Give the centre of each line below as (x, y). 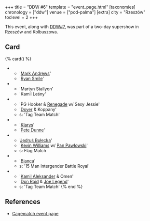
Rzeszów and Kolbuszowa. (32, 32)
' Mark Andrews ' (35, 73)
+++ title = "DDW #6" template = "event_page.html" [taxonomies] (70, 7)
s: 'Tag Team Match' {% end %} (51, 187)
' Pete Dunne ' (32, 130)
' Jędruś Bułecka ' (35, 140)
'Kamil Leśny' (33, 94)
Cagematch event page (35, 213)
